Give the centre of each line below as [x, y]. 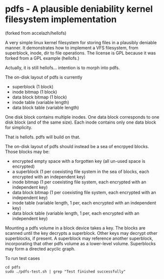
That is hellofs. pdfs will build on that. [43, 137]
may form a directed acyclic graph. [40, 249]
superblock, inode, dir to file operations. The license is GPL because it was [81, 53]
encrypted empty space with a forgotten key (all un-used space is [79, 161]
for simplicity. [19, 127]
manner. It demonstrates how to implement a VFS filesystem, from [72, 48]
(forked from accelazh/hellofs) [36, 33]
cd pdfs [13, 267]
